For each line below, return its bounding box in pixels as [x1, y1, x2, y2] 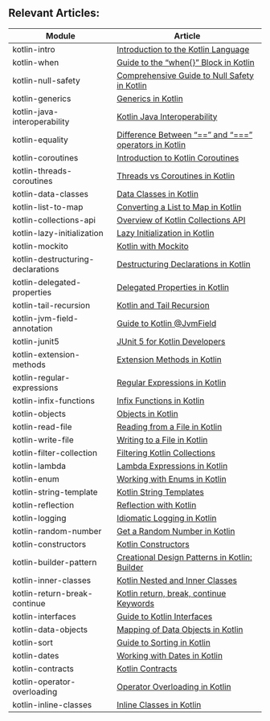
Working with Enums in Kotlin [116, 473, 227, 484]
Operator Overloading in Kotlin [116, 681, 231, 692]
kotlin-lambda [12, 460, 67, 471]
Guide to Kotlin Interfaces [116, 610, 213, 621]
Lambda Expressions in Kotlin [116, 460, 228, 471]
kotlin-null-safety [12, 75, 80, 86]
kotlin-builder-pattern [12, 556, 97, 568]
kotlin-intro [12, 43, 55, 55]
